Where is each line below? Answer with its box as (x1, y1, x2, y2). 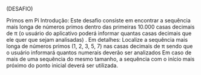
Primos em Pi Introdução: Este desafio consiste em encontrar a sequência (6, 17, 191, 24)
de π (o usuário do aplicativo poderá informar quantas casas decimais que (6, 30, 192, 37)
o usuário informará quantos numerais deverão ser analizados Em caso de (6, 49, 192, 56)
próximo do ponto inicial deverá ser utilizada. (6, 62, 119, 69)
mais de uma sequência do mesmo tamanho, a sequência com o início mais (6, 56, 195, 62)
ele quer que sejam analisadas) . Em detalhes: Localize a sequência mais (6, 36, 188, 43)
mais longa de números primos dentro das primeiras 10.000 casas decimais (6, 24, 195, 30)
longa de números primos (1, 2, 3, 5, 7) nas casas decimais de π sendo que (6, 42, 193, 50)
